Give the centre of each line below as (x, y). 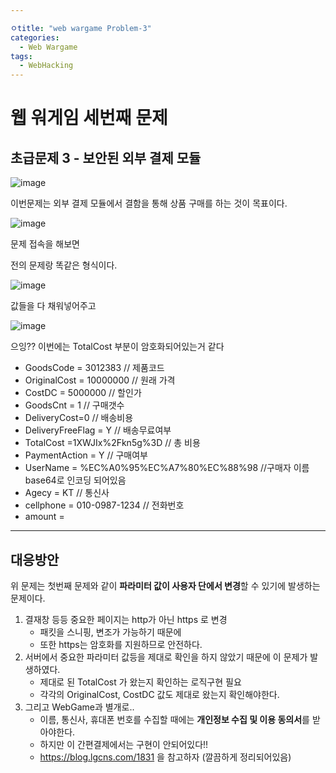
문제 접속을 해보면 (45, 244)
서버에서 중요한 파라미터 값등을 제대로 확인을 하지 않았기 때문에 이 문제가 (166, 657)
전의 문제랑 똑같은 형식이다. (64, 265)
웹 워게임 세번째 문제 (89, 118)
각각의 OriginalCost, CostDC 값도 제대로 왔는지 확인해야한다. (159, 694)
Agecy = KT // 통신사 (67, 493)
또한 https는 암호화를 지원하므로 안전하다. (121, 644)
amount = (44, 517)
